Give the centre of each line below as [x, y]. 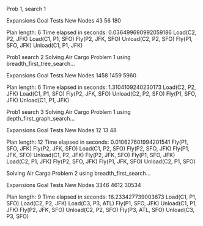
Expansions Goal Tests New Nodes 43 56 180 [64, 20]
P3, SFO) [18, 216]
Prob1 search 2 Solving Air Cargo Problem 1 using [68, 57]
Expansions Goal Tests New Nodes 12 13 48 [62, 130]
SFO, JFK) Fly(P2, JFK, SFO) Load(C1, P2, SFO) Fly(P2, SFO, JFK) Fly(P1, [98, 148]
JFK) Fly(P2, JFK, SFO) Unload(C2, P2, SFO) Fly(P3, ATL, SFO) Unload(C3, [100, 210]
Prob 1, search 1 [26, 9]
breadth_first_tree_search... [41, 64]
